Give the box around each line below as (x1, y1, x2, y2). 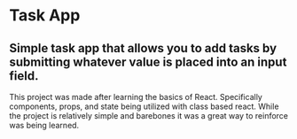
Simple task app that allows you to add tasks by (9, 41, 277, 56)
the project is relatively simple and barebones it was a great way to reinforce (9, 111, 289, 120)
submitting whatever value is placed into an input (9, 54, 287, 69)
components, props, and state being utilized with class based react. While (9, 101, 279, 112)
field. (9, 68, 39, 83)
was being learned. (9, 120, 80, 130)
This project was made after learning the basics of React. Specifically (9, 92, 263, 102)
